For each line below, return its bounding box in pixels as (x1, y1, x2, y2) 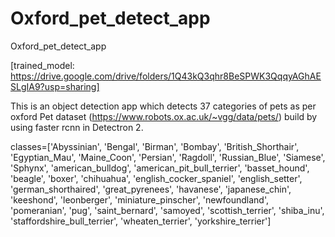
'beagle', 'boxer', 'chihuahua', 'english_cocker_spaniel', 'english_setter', (10, 172, 303, 184)
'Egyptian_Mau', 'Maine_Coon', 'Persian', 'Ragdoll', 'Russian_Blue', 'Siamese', (10, 151, 326, 163)
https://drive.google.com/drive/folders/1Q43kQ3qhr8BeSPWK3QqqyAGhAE (10, 70, 322, 82)
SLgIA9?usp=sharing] (10, 80, 100, 92)
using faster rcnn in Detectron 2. (10, 121, 144, 133)
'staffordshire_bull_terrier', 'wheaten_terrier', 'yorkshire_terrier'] (10, 215, 272, 227)
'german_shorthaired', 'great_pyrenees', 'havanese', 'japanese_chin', (10, 183, 292, 195)
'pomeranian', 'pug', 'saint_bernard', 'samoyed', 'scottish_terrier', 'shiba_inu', (10, 204, 325, 216)
